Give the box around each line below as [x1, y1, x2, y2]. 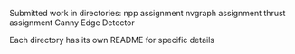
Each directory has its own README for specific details [9, 35, 215, 45]
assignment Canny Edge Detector [9, 17, 135, 28]
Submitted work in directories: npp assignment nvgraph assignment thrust [9, 8, 286, 18]
